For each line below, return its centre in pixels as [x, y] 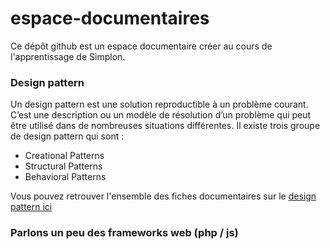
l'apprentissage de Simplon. [68, 56]
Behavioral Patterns [65, 177]
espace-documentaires [110, 18]
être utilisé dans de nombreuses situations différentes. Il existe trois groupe [165, 126]
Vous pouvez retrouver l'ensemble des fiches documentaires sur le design [163, 196]
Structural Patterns [63, 166]
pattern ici [31, 207]
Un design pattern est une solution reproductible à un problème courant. [159, 104]
